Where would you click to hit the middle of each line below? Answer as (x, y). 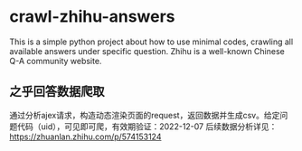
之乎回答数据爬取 (57, 92)
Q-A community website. (56, 61)
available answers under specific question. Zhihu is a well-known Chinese (147, 51)
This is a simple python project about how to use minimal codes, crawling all (151, 42)
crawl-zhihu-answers (92, 17)
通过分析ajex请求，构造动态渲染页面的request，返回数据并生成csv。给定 (145, 115)
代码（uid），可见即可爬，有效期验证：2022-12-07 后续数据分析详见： (147, 126)
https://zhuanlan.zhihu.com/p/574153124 (85, 137)
